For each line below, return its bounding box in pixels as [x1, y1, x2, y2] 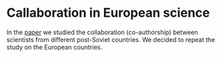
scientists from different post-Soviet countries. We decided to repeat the [6, 35, 216, 43]
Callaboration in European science [6, 5, 210, 21]
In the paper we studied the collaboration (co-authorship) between [6, 28, 198, 36]
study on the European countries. [6, 43, 103, 51]
